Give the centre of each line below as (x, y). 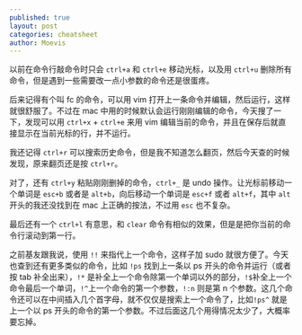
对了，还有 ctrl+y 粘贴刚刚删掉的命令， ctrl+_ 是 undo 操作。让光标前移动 (147, 183)
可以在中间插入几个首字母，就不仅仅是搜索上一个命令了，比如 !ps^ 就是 (156, 300)
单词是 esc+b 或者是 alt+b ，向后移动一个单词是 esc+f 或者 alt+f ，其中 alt (154, 194)
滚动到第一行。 (53, 235)
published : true (40, 18)
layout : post (34, 26)
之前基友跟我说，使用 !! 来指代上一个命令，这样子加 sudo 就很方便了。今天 (149, 255)
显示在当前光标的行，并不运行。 (76, 133)
